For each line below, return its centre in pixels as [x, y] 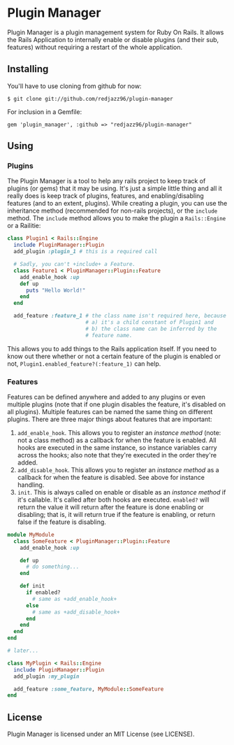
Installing [28, 69]
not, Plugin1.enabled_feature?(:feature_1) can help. [84, 363]
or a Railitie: [24, 226]
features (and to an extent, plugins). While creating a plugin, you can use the [117, 204]
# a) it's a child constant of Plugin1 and [149, 322]
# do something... [52, 567]
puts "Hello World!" [56, 290]
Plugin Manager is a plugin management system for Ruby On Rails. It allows [116, 32]
